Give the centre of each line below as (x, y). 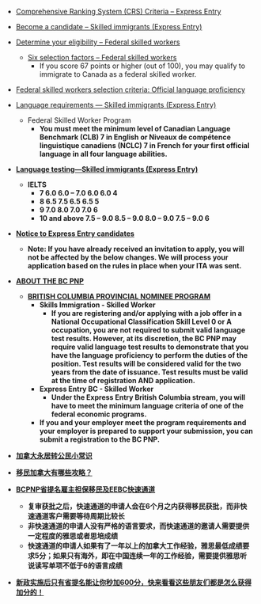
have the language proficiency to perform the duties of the (149, 355)
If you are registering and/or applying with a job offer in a (147, 313)
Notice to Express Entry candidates (75, 234)
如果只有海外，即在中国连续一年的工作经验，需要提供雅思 (146, 556)
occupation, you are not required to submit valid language (148, 330)
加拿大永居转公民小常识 (54, 456)
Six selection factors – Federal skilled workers (102, 57)
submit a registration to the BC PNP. (100, 439)
